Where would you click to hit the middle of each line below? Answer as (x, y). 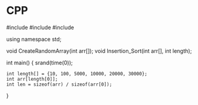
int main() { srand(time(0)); (40, 63)
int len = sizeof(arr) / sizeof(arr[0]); (59, 84)
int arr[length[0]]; (32, 79)
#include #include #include (40, 27)
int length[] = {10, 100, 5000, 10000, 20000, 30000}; (77, 73)
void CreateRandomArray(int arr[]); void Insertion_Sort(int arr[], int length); (99, 51)
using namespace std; (34, 39)
